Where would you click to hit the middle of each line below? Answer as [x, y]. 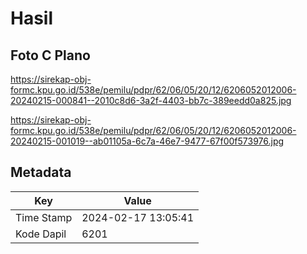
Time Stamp [44, 217]
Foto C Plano [50, 55]
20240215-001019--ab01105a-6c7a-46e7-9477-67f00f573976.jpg [147, 141]
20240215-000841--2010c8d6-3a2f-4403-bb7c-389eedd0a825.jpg [151, 100]
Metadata [41, 172]
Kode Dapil [41, 234]
